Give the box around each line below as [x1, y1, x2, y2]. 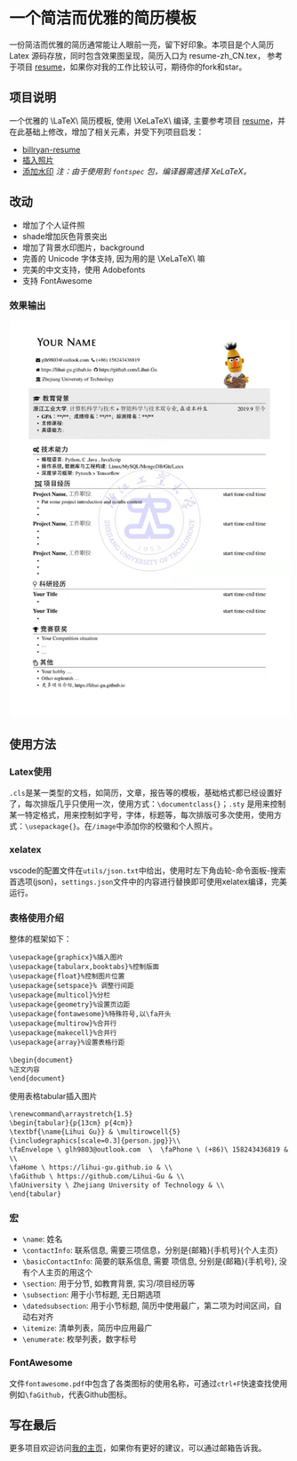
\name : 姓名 [21, 1233, 63, 1245]
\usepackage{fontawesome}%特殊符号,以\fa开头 [9, 1009, 172, 1018]
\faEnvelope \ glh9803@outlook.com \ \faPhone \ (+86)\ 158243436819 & [9, 1144, 289, 1154]
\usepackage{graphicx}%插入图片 [9, 952, 124, 961]
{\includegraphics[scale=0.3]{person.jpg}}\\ [9, 1136, 181, 1145]
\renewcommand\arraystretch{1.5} [9, 1109, 133, 1119]
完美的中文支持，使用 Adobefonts [21, 264, 146, 275]
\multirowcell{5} [116, 1127, 181, 1136]
